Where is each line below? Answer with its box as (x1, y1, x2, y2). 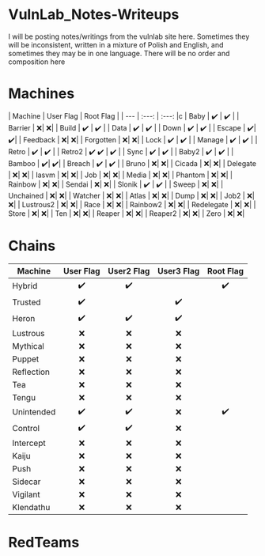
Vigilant (12, 489, 41, 500)
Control (12, 423, 40, 434)
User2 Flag (108, 265, 150, 276)
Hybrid (12, 281, 38, 292)
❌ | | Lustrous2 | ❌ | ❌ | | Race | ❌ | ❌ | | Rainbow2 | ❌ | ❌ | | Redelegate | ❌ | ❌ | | (8, 199, 256, 209)
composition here (8, 57, 66, 66)
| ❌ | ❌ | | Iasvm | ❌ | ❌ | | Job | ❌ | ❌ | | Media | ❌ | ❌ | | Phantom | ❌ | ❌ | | (8, 170, 233, 180)
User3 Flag (157, 265, 200, 276)
